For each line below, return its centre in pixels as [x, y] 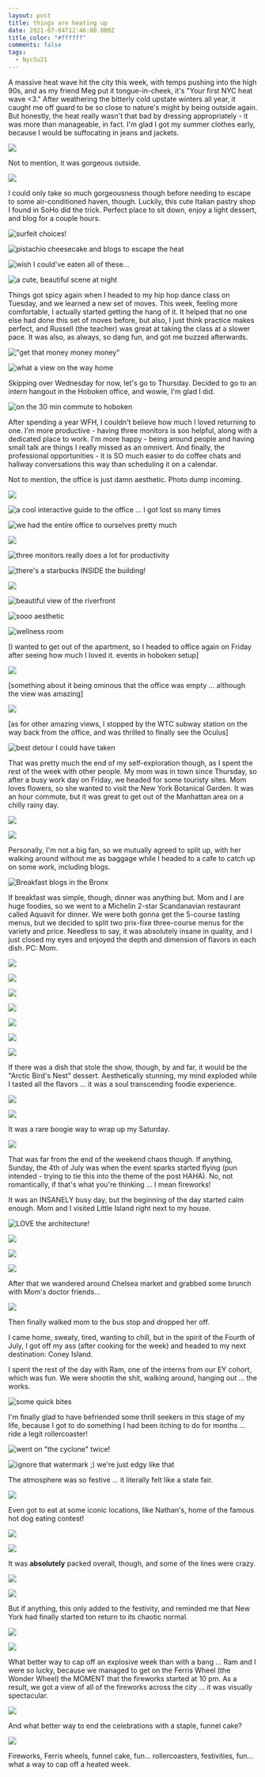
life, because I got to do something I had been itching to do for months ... [127, 1425]
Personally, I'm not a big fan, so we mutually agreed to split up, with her [125, 850]
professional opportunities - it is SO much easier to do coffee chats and [125, 455]
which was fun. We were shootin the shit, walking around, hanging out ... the [132, 1377]
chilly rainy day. [34, 805]
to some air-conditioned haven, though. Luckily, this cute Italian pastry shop [132, 201]
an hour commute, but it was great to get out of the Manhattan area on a [126, 796]
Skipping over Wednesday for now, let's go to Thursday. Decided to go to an [132, 383]
